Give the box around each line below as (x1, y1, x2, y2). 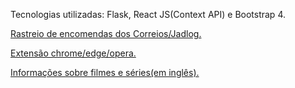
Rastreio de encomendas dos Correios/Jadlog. (10, 28, 202, 39)
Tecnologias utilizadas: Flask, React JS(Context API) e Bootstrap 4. (10, 9, 286, 20)
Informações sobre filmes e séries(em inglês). (10, 67, 200, 78)
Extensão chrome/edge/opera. (10, 47, 137, 59)
